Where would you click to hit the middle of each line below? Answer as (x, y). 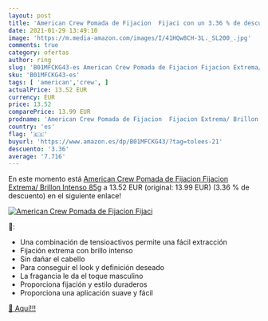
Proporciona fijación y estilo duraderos (83, 284)
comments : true (33, 45)
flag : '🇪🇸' (28, 134)
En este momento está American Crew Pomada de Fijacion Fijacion (118, 179)
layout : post (30, 16)
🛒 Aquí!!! (22, 308)
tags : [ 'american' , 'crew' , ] (59, 82)
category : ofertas (39, 53)
